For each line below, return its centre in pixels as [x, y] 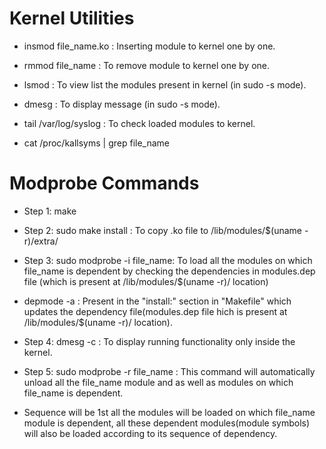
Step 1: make [50, 211]
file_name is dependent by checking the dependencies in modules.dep [169, 271]
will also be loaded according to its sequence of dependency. [150, 433]
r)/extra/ [41, 241]
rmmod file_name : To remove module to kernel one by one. [147, 65]
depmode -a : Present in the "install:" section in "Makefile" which [157, 301]
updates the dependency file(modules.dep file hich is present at [155, 311]
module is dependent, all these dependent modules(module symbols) [167, 423]
